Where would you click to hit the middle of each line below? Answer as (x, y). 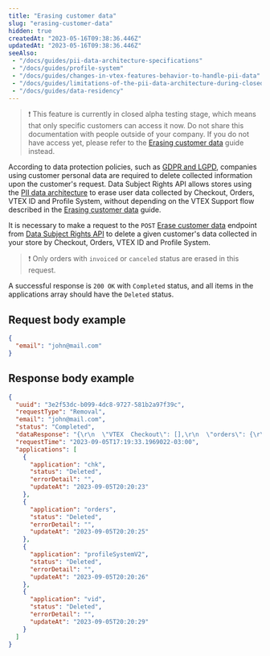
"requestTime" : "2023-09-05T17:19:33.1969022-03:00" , (107, 442)
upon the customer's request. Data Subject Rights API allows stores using (130, 184)
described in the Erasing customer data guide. (85, 210)
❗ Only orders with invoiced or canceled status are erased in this (133, 259)
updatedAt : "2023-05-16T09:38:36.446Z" (75, 46)
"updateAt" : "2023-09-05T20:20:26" (89, 577)
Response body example (72, 378)
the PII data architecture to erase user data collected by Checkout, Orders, (131, 193)
